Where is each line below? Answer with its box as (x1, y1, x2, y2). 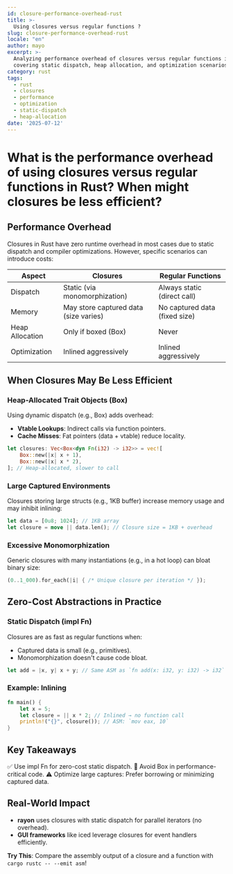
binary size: (7, 563, 40, 572)
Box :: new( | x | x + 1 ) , (19, 452, 82, 459)
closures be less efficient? (7, 193, 162, 209)
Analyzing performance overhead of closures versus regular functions (13, 55, 222, 62)
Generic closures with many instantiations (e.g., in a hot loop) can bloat (7, 556, 211, 565)
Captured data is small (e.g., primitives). (17, 646, 132, 654)
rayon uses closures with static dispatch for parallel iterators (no (17, 816, 202, 824)
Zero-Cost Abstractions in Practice (7, 596, 162, 608)
